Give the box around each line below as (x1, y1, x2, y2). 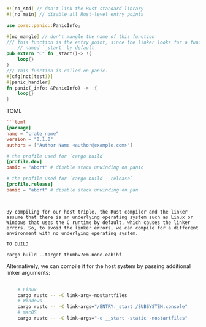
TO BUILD (6, 240, 29, 247)
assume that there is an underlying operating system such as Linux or (6, 214, 193, 220)
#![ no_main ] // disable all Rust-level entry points (6, 11, 144, 17)
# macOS (17, 309, 37, 316)
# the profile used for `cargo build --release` (6, 175, 133, 182)
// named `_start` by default (17, 45, 95, 51)
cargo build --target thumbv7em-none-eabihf (6, 252, 122, 258)
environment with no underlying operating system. (6, 230, 139, 236)
